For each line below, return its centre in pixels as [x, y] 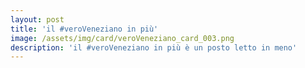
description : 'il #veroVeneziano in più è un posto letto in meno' [154, 47]
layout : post [37, 19]
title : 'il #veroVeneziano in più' [84, 29]
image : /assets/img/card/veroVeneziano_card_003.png [122, 38]
